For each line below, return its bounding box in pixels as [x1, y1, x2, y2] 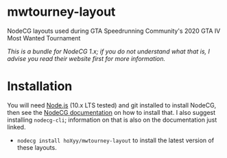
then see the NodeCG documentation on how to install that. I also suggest [7, 108, 216, 116]
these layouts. [16, 143, 57, 151]
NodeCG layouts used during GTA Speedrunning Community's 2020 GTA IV [7, 27, 221, 35]
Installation [7, 79, 73, 94]
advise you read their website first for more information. [7, 54, 166, 62]
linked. [7, 122, 26, 131]
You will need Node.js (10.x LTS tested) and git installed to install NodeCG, [7, 101, 217, 109]
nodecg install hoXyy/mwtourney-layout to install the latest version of [16, 136, 215, 144]
